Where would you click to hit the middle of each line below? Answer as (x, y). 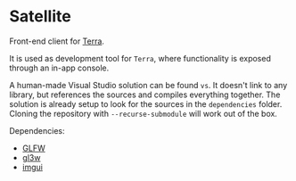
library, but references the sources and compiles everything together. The (145, 95)
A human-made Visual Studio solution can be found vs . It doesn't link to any (148, 85)
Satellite (40, 16)
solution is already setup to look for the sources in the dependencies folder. (146, 103)
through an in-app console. (59, 68)
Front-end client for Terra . (57, 41)
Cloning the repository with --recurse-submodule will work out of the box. (144, 113)
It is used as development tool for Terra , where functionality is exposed (140, 58)
